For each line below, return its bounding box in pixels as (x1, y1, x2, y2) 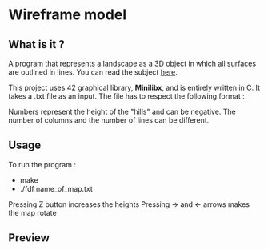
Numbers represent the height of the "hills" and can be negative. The (8, 107, 236, 116)
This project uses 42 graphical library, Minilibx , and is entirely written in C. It (8, 83, 261, 92)
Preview (8, 231, 50, 245)
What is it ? (8, 38, 66, 51)
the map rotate (8, 208, 58, 217)
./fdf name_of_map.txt (19, 183, 94, 193)
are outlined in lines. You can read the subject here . (8, 67, 178, 77)
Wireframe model (8, 6, 126, 24)
